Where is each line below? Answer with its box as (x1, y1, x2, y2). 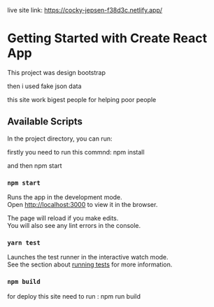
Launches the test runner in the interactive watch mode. (7, 253, 169, 262)
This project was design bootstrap (7, 68, 106, 76)
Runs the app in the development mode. (7, 193, 122, 201)
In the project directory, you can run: (7, 134, 113, 143)
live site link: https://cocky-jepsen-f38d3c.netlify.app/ (7, 6, 163, 14)
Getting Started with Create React (7, 31, 208, 46)
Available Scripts (7, 115, 83, 128)
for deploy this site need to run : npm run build (7, 292, 141, 300)
